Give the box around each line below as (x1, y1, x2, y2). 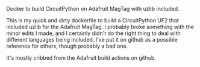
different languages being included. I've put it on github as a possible (6, 36, 178, 43)
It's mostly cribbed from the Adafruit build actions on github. (6, 54, 157, 61)
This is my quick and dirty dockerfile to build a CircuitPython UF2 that (6, 17, 179, 24)
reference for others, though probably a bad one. (6, 42, 128, 49)
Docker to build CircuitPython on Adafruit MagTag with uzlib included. (6, 5, 180, 12)
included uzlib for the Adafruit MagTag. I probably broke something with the (6, 24, 195, 30)
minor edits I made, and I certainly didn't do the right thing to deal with (6, 30, 181, 37)
